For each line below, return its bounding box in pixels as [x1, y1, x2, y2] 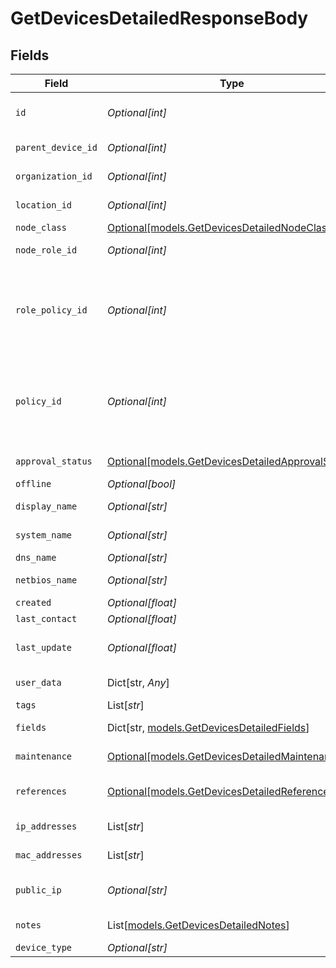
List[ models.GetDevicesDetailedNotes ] [106, 918, 290, 932]
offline [15, 478, 52, 489]
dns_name [15, 552, 57, 563]
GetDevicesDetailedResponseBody [10, 7, 309, 30]
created [15, 597, 52, 608]
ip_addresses [15, 821, 78, 832]
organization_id [15, 171, 93, 182]
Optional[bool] [106, 477, 177, 491]
